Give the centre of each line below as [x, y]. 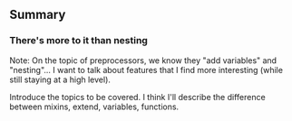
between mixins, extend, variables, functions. [94, 107]
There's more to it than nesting [78, 41]
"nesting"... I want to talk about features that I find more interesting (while [146, 70]
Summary [38, 15]
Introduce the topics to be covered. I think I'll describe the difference [137, 97]
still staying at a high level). [60, 79]
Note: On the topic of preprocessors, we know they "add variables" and [143, 60]
